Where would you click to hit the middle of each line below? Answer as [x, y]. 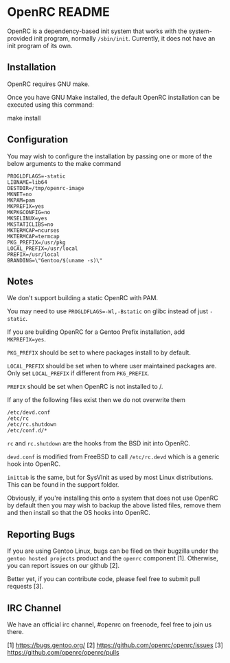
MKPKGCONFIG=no [29, 212]
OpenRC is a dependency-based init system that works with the [97, 31]
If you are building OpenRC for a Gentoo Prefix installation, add [96, 332]
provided [20, 38]
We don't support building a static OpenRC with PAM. [83, 298]
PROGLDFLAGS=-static [37, 176]
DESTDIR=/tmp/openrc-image [46, 188]
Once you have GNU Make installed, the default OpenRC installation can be [113, 97]
